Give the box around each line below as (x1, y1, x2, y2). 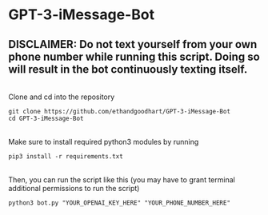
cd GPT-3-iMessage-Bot (8, 114, 84, 122)
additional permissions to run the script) (8, 184, 140, 193)
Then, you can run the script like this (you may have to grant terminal (8, 175, 236, 185)
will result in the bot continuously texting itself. (8, 62, 248, 76)
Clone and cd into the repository (8, 92, 115, 102)
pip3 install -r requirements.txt (8, 153, 124, 161)
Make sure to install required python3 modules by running (8, 137, 199, 146)
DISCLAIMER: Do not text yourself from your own (8, 38, 258, 51)
